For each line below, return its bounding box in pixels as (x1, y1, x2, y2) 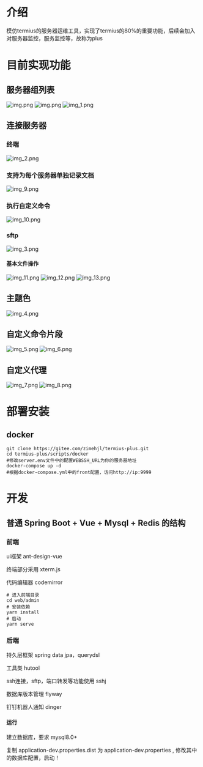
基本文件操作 (6, 260, 39, 267)
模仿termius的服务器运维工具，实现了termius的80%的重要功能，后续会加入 (6, 27, 196, 34)
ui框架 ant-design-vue (6, 553, 62, 560)
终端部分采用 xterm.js (6, 566, 61, 573)
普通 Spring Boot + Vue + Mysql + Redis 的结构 (6, 517, 186, 528)
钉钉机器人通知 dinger (6, 703, 62, 711)
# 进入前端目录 (6, 592, 40, 598)
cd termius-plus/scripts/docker (6, 451, 89, 458)
